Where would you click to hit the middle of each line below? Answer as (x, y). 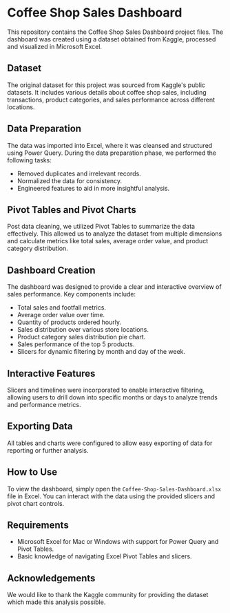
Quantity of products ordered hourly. (69, 322)
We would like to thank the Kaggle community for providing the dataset (108, 595)
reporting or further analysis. (48, 450)
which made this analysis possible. (56, 602)
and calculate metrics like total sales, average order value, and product (108, 241)
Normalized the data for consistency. (70, 180)
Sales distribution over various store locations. (83, 330)
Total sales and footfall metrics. (62, 308)
